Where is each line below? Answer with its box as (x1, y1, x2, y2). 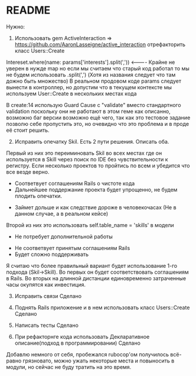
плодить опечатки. (14, 192, 63, 199)
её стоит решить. (6, 127, 50, 134)
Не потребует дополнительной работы (14, 233, 113, 240)
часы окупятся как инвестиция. (6, 281, 86, 288)
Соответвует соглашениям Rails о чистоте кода (14, 180, 135, 187)
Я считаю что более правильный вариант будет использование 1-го (6, 262, 178, 269)
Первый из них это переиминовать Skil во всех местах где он (6, 149, 162, 157)
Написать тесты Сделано (14, 322, 79, 329)
